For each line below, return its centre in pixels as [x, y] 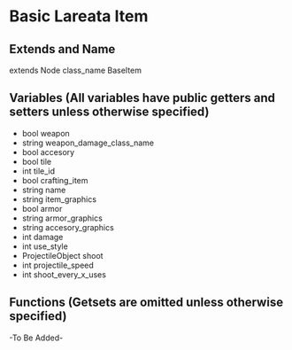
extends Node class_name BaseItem [75, 70]
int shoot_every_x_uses [64, 274]
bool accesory [48, 152]
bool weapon [46, 133]
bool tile [37, 161]
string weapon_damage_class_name [88, 143]
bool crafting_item [55, 180]
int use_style [45, 246]
